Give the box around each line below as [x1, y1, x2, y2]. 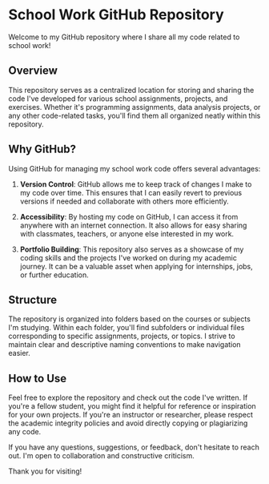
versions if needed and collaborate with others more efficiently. [19, 196, 230, 206]
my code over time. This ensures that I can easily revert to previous [19, 188, 243, 197]
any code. [8, 427, 42, 437]
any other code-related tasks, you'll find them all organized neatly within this [8, 111, 261, 120]
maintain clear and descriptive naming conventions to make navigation [8, 340, 242, 349]
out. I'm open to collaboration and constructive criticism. [8, 451, 195, 461]
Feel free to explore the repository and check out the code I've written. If [8, 393, 248, 402]
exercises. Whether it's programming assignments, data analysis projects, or [8, 102, 261, 111]
